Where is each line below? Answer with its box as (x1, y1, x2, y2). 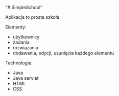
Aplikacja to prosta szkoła (5, 14, 60, 20)
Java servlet (12, 75, 39, 81)
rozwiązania (12, 45, 38, 50)
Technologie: (5, 60, 33, 66)
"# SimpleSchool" (5, 5, 43, 10)
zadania (12, 39, 30, 45)
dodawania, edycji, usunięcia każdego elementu (12, 50, 114, 56)
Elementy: (5, 24, 27, 30)
